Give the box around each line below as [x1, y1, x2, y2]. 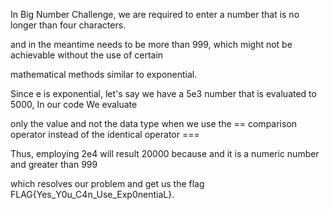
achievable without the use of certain [10, 49, 164, 61]
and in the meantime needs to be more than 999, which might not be [10, 39, 293, 50]
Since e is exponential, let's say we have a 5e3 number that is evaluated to [10, 88, 317, 99]
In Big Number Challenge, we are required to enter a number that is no [10, 9, 300, 20]
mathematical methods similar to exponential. [10, 69, 198, 80]
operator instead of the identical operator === [10, 129, 200, 140]
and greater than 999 [10, 159, 98, 170]
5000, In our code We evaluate [10, 99, 138, 110]
